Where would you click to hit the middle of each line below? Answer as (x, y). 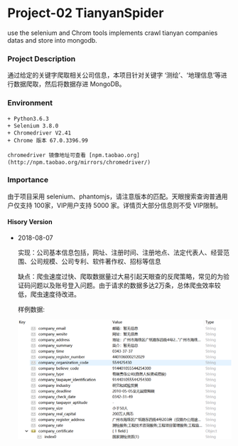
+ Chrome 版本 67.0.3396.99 (48, 140)
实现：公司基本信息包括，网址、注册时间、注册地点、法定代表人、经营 (120, 253)
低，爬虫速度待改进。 (49, 294)
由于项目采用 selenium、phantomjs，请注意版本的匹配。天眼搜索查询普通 (115, 196)
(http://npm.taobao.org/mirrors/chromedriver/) (79, 162)
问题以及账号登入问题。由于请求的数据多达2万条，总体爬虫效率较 (126, 285)
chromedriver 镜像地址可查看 (47, 155)
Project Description (42, 58)
